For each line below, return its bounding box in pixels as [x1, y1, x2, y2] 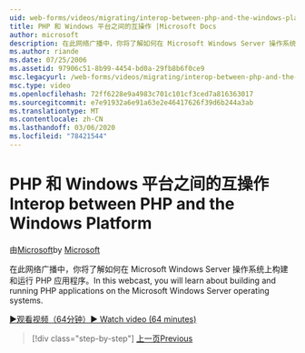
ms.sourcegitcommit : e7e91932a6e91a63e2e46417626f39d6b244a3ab [9, 97, 254, 107]
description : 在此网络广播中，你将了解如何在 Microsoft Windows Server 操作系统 [9, 38, 297, 48]
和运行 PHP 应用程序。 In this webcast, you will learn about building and [9, 275, 277, 286]
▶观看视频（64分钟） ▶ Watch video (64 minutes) [9, 313, 197, 324]
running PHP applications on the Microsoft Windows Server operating [9, 285, 270, 296]
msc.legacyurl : [9, 73, 67, 82]
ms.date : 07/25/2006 [9, 55, 88, 65]
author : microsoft [9, 30, 79, 39]
